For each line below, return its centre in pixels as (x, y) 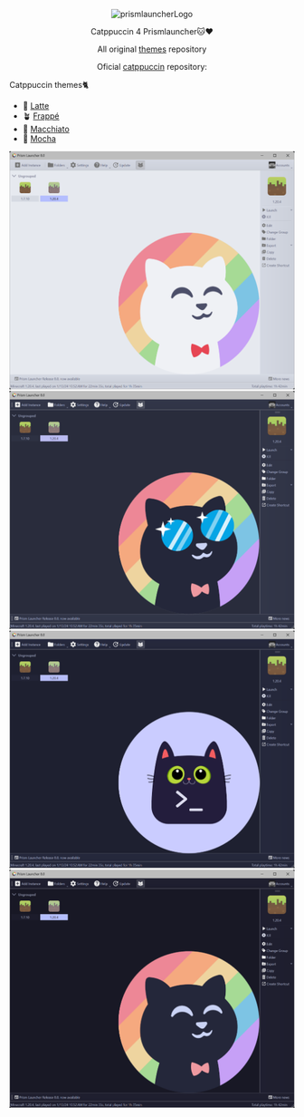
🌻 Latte (36, 106)
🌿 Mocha (39, 139)
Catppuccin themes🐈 (49, 85)
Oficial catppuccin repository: (152, 67)
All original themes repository (152, 49)
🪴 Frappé (41, 116)
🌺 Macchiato (46, 129)
